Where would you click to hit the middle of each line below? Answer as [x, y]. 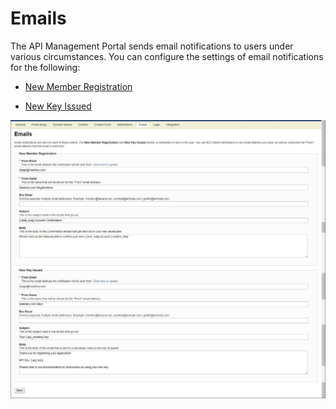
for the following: [45, 67]
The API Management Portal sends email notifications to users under [152, 46]
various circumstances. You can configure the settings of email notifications [167, 56]
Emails [38, 18]
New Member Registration [78, 86]
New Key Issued [58, 106]
